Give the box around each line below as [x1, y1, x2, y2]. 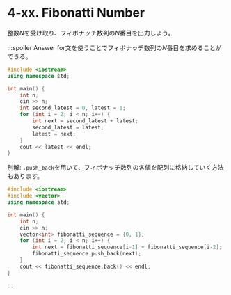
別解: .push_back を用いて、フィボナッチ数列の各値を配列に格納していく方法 [7, 164, 224, 172]
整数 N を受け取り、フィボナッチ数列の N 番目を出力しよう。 [7, 29, 175, 37]
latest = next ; [32, 130, 77, 137]
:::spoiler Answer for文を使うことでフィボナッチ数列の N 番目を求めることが [7, 43, 222, 51]
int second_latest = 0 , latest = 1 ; [19, 104, 127, 112]
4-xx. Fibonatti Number [7, 5, 145, 21]
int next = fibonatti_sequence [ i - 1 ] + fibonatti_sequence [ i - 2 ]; [32, 244, 223, 251]
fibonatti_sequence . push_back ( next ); [32, 250, 141, 257]
